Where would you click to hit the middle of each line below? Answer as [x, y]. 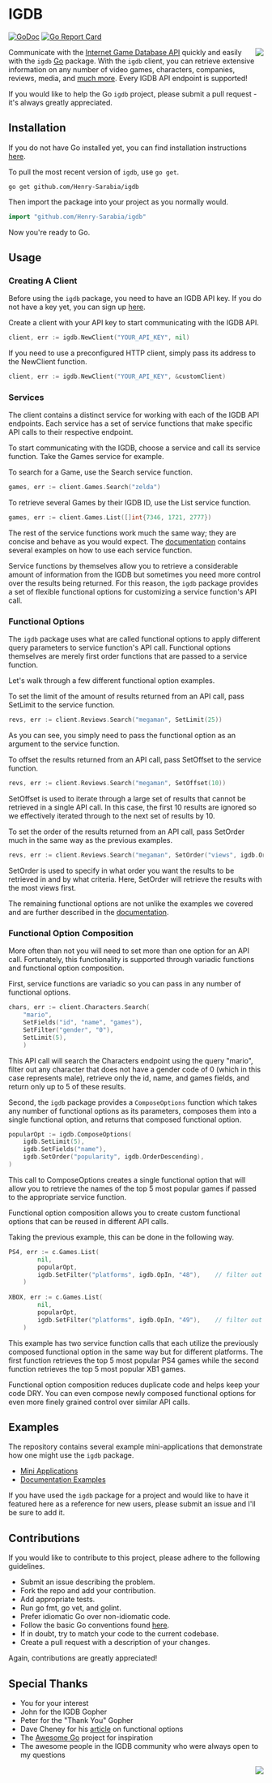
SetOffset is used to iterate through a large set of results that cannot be [127, 799]
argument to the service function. [64, 744]
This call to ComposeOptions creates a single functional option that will [127, 1179]
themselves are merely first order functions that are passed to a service [128, 656]
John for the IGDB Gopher [64, 1712]
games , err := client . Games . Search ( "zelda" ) [85, 488]
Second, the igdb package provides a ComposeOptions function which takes [133, 1102]
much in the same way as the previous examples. [90, 840]
